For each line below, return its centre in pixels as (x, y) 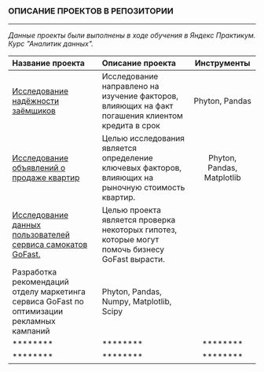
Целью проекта (131, 210)
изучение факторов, (140, 96)
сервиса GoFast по (48, 302)
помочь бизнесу (133, 249)
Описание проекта (139, 63)
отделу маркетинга (49, 292)
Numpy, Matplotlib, (137, 302)
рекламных (34, 322)
